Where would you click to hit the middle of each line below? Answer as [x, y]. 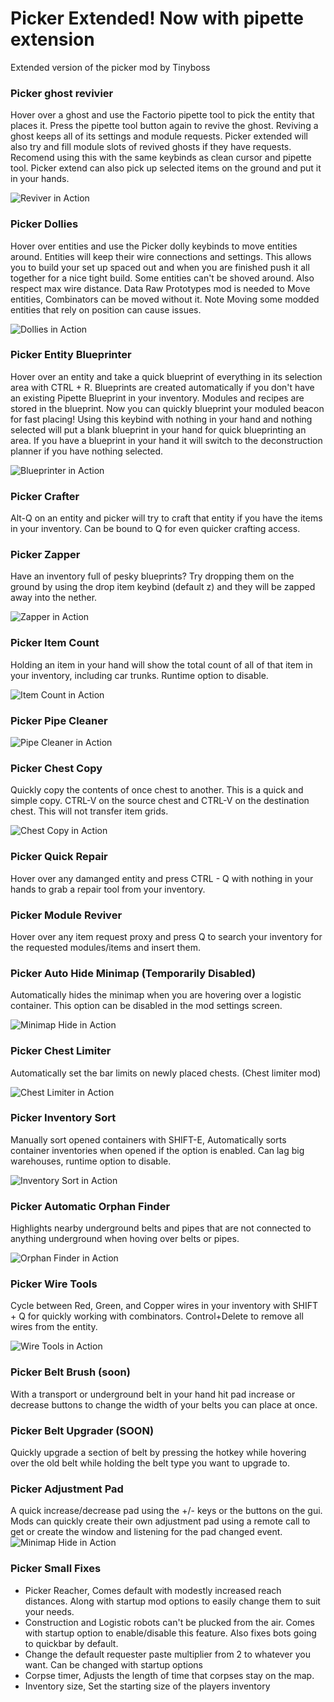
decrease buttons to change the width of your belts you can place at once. [164, 1404]
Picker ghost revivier [62, 93]
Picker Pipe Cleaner [59, 720]
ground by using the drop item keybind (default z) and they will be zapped [163, 587]
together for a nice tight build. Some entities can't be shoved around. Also [162, 278]
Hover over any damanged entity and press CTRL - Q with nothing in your [162, 878]
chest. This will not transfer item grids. [89, 811]
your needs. [49, 1611]
